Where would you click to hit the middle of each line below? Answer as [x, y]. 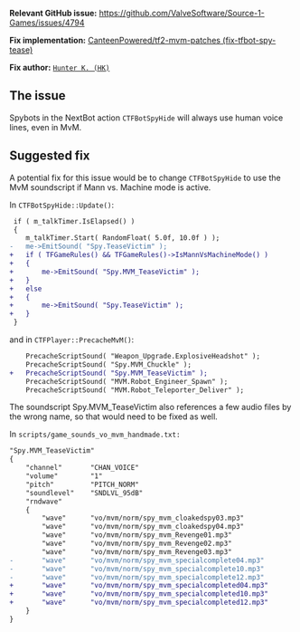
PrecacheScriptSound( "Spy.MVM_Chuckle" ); [109, 364]
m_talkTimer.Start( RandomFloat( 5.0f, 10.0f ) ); [123, 238]
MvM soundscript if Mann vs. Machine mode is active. [110, 187]
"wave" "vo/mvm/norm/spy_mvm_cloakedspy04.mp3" [143, 527]
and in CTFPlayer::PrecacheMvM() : [72, 340]
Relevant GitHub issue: [53, 13]
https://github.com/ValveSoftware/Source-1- [182, 13]
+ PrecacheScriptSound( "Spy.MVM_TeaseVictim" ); [108, 373]
